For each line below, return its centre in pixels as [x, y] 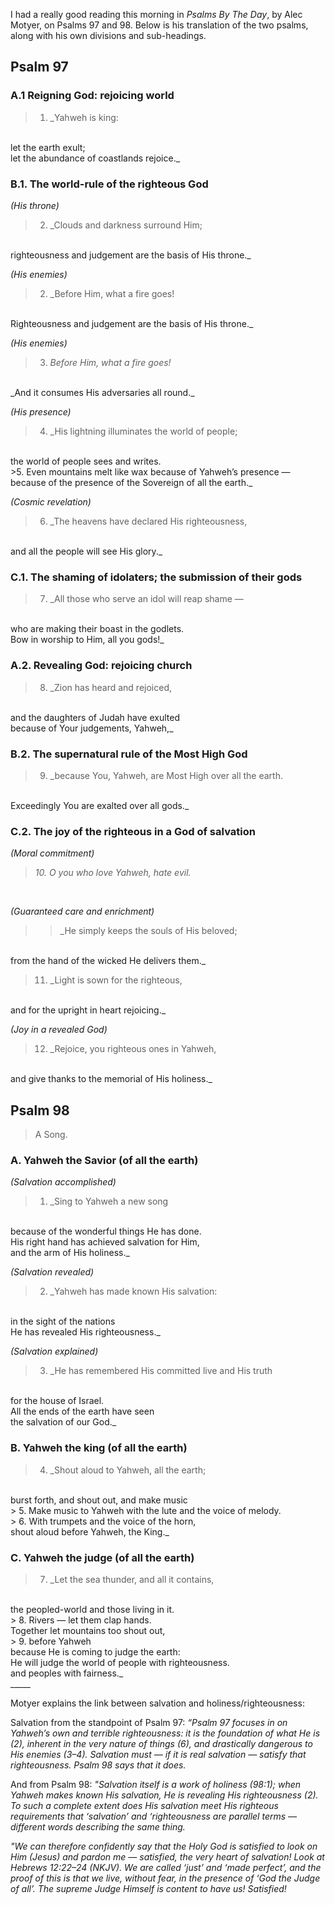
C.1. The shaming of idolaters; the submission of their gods [156, 577]
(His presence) [41, 411]
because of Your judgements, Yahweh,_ [92, 728]
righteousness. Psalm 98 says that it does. [98, 1765]
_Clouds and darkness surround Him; [126, 225]
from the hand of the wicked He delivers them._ [108, 961]
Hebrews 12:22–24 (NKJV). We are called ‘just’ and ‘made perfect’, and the [166, 1867]
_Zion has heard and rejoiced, [111, 687]
